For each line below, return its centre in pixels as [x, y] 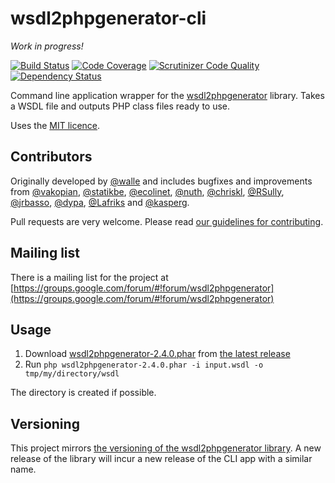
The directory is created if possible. [83, 393]
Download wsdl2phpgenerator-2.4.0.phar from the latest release [157, 354]
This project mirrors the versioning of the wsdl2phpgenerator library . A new [166, 448]
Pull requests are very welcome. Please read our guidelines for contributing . [167, 221]
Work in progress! [47, 46]
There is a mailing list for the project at [89, 277]
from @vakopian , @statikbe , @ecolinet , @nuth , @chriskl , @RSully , [147, 191]
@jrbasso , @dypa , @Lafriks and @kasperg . [100, 202]
